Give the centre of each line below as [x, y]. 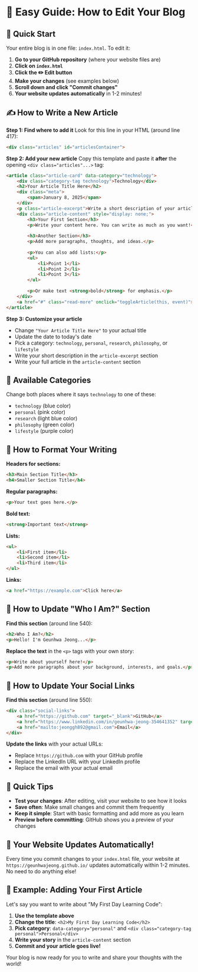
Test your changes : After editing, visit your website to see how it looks [100, 801]
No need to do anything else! [41, 871]
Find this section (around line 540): [49, 623]
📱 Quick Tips [30, 787]
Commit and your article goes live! [58, 946]
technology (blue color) [43, 406]
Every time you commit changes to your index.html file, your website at [93, 859]
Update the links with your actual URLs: [55, 744]
